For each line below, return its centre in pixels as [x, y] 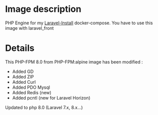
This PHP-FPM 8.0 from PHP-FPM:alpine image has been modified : [74, 62]
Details [20, 48]
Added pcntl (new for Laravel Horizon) [51, 98]
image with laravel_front [30, 28]
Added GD [23, 71]
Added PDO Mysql [31, 87]
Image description [43, 9]
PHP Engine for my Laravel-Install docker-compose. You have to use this [79, 23]
